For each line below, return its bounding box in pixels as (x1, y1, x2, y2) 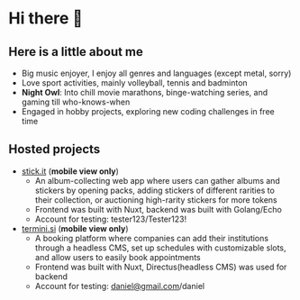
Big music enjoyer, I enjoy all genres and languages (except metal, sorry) (21, 68, 292, 78)
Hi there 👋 (8, 8, 83, 29)
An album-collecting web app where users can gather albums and (34, 175, 280, 186)
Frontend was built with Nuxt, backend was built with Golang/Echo (34, 204, 283, 214)
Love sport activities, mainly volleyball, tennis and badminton (21, 77, 249, 88)
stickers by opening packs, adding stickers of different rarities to (34, 185, 276, 195)
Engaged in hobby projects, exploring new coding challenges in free (21, 106, 276, 116)
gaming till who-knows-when (21, 96, 131, 107)
